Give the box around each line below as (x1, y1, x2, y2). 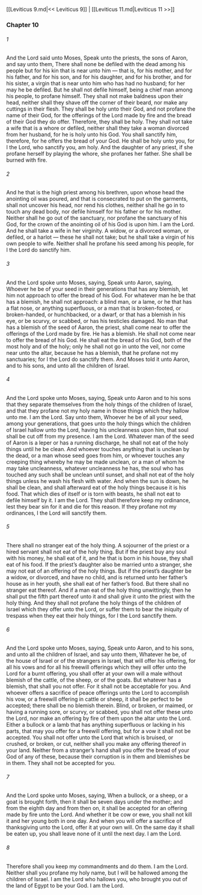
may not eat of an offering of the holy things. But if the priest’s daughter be (6, 567, 192, 574)
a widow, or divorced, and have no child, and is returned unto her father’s (6, 573, 188, 580)
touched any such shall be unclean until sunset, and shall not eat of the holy (6, 471, 195, 478)
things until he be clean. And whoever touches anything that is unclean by (6, 445, 189, 452)
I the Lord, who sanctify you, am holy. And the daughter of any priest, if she (6, 144, 194, 151)
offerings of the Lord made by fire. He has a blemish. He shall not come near (6, 330, 196, 337)
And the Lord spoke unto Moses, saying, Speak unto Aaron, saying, (6, 278, 173, 286)
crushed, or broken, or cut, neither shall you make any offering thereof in (6, 740, 186, 748)
